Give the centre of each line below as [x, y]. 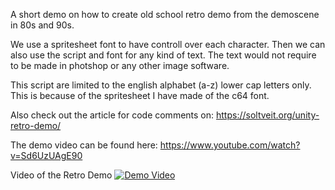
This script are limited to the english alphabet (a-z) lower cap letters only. [161, 85]
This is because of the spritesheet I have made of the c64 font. [140, 95]
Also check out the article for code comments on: [112, 115]
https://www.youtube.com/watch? [230, 145]
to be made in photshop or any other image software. [120, 65]
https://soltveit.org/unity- [268, 115]
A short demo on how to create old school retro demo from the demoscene [165, 14]
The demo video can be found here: [84, 145]
